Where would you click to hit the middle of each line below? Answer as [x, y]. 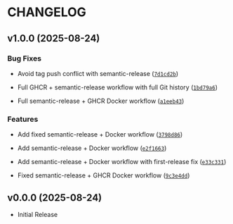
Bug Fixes [25, 58]
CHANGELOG [47, 12]
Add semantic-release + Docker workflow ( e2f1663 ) [92, 148]
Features [23, 119]
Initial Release [38, 214]
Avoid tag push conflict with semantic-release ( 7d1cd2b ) [98, 73]
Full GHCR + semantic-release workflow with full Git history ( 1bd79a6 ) [117, 87]
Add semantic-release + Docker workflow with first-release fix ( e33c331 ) [122, 162]
